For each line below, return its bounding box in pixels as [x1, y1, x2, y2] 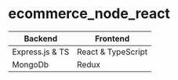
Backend [24, 33, 58, 44]
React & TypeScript [77, 46, 147, 57]
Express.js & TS [12, 46, 70, 57]
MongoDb [12, 59, 49, 70]
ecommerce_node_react [8, 5, 171, 23]
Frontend [94, 33, 130, 44]
